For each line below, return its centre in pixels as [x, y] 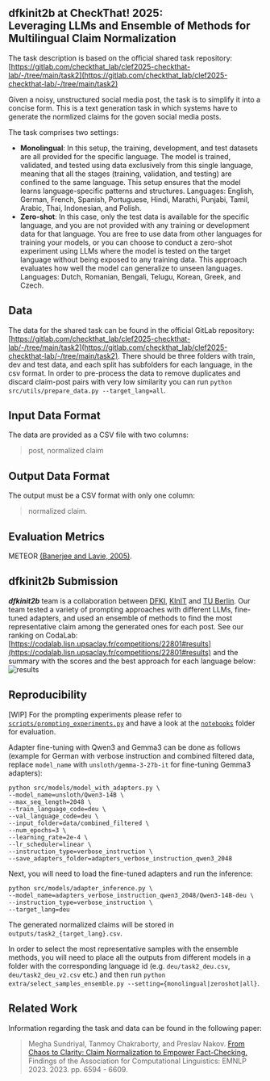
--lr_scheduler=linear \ [50, 844]
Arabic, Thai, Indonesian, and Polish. [81, 208]
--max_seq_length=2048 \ [50, 802]
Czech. [32, 285]
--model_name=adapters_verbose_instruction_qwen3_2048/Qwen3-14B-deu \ [131, 895]
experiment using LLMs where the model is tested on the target [125, 250]
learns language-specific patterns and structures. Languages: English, [137, 191]
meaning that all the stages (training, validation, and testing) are [126, 174]
